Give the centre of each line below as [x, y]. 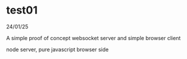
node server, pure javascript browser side [57, 49]
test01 [22, 10]
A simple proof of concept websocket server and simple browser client [93, 38]
